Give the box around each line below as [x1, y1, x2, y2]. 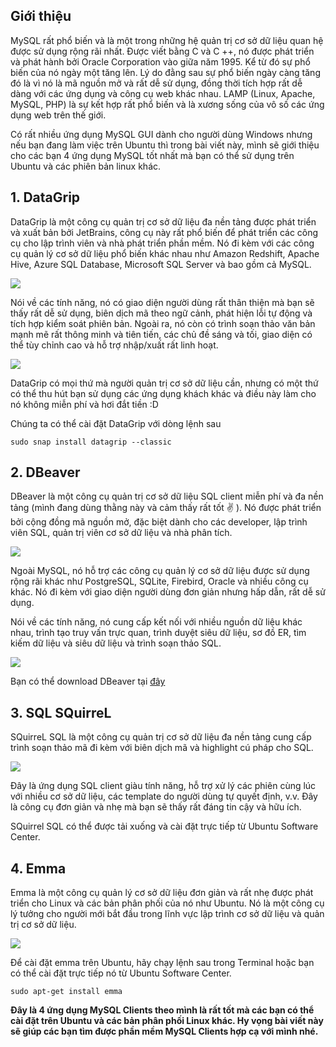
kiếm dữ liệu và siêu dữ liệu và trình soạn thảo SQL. [10, 637, 222, 649]
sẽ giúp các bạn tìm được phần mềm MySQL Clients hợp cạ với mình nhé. [10, 1025, 319, 1038]
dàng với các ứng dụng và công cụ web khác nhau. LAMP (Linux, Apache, [10, 87, 316, 99]
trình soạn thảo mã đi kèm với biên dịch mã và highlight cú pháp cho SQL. [10, 742, 314, 754]
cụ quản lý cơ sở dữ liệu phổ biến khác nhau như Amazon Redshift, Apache [10, 247, 320, 259]
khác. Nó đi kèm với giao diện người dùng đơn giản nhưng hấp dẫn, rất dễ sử [10, 586, 326, 598]
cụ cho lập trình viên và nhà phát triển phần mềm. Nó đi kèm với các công [10, 237, 315, 249]
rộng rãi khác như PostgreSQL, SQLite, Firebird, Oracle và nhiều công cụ [10, 575, 309, 588]
